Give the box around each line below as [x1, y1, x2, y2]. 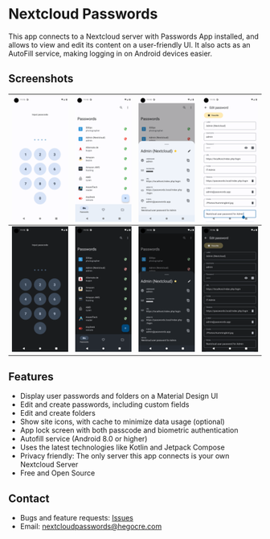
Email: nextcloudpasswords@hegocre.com [19, 521, 162, 532]
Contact [8, 491, 50, 505]
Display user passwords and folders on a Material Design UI [19, 392, 219, 401]
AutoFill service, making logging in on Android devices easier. [8, 48, 213, 58]
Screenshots [8, 72, 74, 85]
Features [8, 370, 54, 384]
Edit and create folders [19, 408, 96, 418]
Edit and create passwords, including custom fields [19, 400, 190, 409]
